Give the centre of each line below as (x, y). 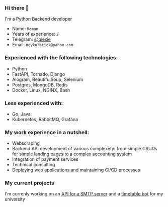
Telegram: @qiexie (31, 39)
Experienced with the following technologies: (61, 58)
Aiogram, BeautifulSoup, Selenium (48, 79)
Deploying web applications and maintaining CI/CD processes (76, 170)
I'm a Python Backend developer (38, 19)
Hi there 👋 (17, 8)
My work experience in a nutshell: (47, 132)
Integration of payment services (45, 159)
